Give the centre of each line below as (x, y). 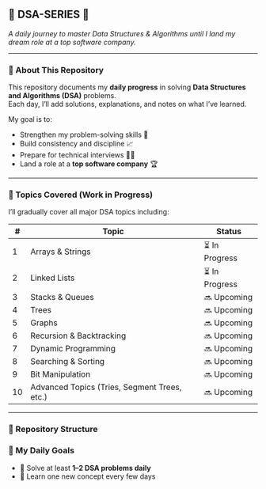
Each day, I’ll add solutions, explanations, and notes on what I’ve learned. (127, 104)
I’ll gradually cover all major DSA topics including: (89, 212)
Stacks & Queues (62, 298)
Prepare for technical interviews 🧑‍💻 (77, 155)
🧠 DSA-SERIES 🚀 (49, 15)
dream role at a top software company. (72, 42)
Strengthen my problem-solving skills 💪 (84, 135)
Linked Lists (53, 278)
